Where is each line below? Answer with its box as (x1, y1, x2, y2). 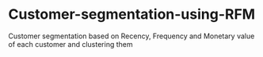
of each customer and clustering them (8, 39, 133, 48)
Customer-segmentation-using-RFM (8, 5, 256, 23)
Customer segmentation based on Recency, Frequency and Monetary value (8, 31, 255, 41)
